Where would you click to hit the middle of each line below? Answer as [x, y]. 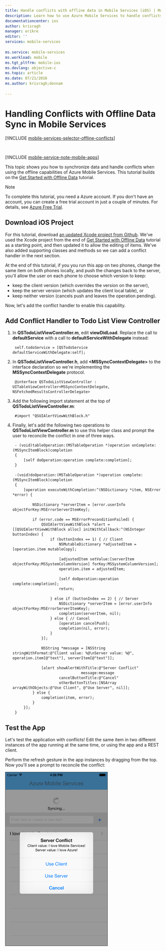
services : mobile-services [33, 42]
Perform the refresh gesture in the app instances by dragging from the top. [81, 760]
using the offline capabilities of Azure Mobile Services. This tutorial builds [80, 172]
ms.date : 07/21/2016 [26, 78]
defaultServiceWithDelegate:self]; [49, 353]
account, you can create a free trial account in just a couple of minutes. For [82, 202]
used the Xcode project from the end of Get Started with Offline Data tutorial [83, 239]
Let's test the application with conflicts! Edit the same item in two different [81, 740]
